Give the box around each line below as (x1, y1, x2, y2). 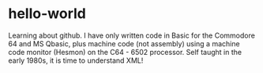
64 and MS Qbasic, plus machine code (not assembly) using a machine (8, 38, 240, 48)
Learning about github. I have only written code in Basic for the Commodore (8, 31, 255, 40)
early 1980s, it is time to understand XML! (8, 56, 144, 65)
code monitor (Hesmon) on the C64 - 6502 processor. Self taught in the (8, 47, 242, 57)
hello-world (8, 5, 87, 23)
